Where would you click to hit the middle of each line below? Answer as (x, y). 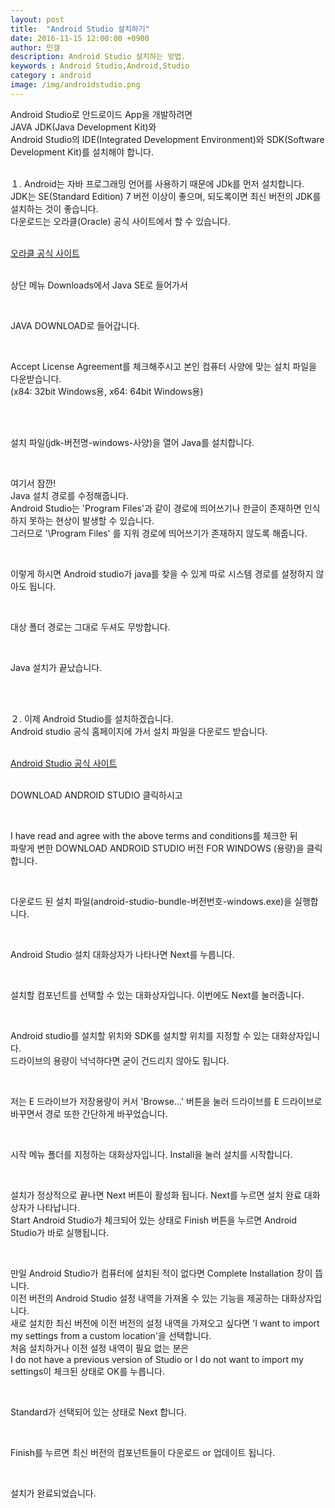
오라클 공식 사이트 (45, 253)
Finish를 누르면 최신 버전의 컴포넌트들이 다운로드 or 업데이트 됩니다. (143, 1452)
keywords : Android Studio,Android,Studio (100, 66)
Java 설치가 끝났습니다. (56, 667)
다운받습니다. (36, 378)
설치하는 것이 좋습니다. (54, 208)
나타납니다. (58, 1207)
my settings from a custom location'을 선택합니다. (111, 1335)
